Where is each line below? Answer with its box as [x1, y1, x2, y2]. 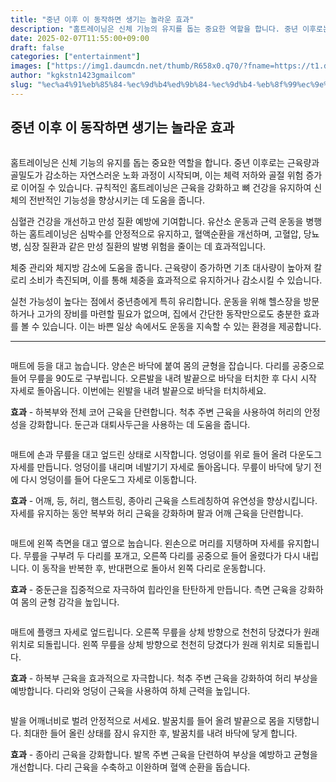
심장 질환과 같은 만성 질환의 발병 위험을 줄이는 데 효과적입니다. [23, 240, 267, 252]
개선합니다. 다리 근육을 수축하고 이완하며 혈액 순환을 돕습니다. [10, 761, 251, 773]
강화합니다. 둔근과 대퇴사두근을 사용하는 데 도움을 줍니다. [28, 418, 251, 430]
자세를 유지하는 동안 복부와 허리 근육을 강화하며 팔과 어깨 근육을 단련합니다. [10, 507, 304, 519]
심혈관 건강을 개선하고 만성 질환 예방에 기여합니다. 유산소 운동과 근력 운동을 [10, 215, 304, 227]
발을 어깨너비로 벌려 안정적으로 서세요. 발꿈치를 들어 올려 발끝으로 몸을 [10, 714, 285, 726]
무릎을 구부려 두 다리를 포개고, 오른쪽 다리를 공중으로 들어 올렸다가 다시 [23, 549, 301, 561]
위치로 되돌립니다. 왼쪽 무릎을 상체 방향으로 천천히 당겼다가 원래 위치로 [10, 638, 285, 650]
